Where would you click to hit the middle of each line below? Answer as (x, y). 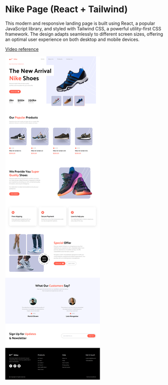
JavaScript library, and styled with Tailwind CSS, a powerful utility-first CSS (83, 28)
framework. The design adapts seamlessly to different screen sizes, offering (84, 34)
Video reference (22, 49)
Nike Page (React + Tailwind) (67, 9)
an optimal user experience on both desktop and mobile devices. (72, 39)
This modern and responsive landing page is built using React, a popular (80, 23)
